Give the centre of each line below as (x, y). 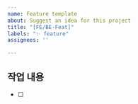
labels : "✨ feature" (38, 34)
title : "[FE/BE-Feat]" (41, 27)
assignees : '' (28, 40)
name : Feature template (42, 14)
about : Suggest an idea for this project (69, 21)
